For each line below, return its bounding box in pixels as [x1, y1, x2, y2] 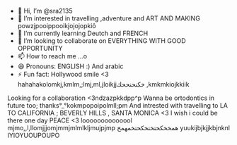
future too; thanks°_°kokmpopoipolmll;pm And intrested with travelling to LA [7, 101, 229, 109]
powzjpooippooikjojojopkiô [17, 22, 97, 30]
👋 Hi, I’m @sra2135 [17, 7, 73, 15]
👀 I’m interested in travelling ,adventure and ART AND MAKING [17, 14, 200, 23]
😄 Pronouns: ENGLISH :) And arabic [17, 62, 124, 70]
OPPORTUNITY [17, 44, 63, 52]
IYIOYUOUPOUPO [7, 131, 60, 139]
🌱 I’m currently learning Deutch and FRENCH [17, 29, 149, 37]
